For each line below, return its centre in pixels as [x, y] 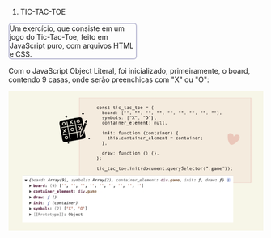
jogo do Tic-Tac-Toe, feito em [59, 37]
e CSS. [21, 54]
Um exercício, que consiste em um [67, 28]
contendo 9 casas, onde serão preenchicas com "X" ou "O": [109, 79]
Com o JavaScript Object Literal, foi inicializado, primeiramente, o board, [129, 71]
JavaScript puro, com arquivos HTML [72, 45]
